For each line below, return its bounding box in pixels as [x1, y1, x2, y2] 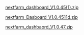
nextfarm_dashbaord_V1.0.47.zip [5, 24, 73, 30]
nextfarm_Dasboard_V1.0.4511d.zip [5, 14, 78, 20]
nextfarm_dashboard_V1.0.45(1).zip [5, 5, 79, 10]
